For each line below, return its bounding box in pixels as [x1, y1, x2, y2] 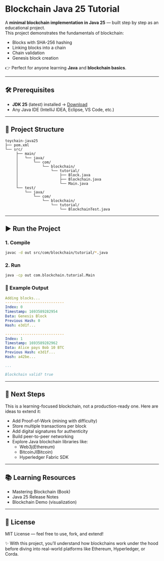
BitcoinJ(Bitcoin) [19, 449, 53, 455]
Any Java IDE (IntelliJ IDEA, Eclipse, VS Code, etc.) [12, 107, 115, 112]
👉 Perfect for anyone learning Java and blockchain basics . [5, 65, 127, 70]
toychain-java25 [5, 138, 38, 143]
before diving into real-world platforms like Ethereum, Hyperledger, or [5, 546, 145, 552]
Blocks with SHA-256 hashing [12, 39, 72, 45]
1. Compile [5, 239, 30, 246]
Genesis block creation [12, 55, 59, 61]
